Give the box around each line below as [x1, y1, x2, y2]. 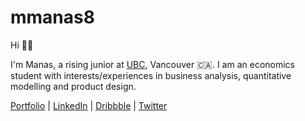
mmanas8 [10, 6, 95, 29]
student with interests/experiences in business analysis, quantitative [10, 69, 292, 81]
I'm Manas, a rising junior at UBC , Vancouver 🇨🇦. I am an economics [10, 58, 295, 70]
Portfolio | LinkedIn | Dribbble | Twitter [10, 99, 168, 111]
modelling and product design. [10, 80, 137, 92]
